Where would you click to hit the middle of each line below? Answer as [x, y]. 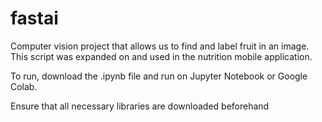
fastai [34, 18]
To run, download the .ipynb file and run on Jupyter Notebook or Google [159, 76]
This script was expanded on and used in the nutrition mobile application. [161, 56]
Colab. [24, 86]
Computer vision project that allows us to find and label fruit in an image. [160, 46]
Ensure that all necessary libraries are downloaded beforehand [140, 106]
